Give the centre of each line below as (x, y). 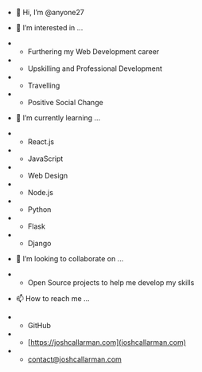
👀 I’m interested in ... (49, 27)
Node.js (41, 192)
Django (39, 243)
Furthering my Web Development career (93, 51)
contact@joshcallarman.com (74, 359)
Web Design (48, 176)
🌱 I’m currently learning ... (58, 118)
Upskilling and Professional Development (95, 69)
